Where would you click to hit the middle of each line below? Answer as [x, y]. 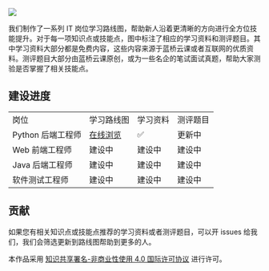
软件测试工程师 [41, 180]
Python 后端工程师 [47, 135]
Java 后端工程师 [43, 164]
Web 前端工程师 [42, 150]
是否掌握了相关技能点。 [54, 69]
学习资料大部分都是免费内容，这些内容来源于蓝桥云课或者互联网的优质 [130, 49]
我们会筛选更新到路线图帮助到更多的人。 [89, 241]
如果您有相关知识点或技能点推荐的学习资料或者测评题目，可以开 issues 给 [129, 232]
